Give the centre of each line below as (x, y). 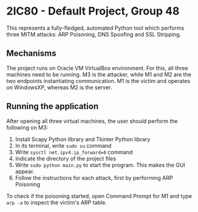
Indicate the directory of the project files (66, 158)
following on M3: (27, 127)
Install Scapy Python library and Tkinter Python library (83, 139)
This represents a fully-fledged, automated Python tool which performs (95, 28)
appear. (25, 171)
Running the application (53, 106)
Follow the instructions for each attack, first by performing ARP (94, 177)
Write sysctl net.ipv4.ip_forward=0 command (74, 152)
